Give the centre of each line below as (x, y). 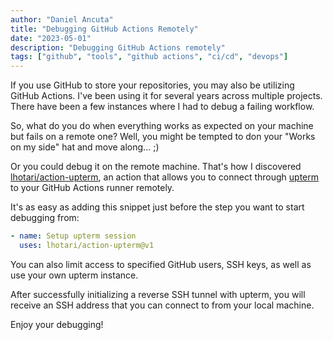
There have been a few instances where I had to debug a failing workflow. (162, 107)
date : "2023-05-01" (51, 38)
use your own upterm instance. (74, 275)
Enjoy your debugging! (57, 324)
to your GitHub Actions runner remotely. (92, 188)
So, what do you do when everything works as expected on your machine (162, 126)
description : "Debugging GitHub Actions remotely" (118, 47)
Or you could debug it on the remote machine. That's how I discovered (156, 167)
